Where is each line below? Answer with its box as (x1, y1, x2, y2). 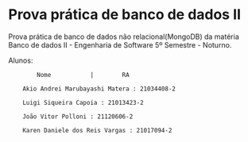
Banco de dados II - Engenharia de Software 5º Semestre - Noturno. (8, 40, 232, 49)
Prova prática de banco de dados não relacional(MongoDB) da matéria (8, 32, 240, 41)
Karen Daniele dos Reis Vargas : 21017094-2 (22, 126, 172, 134)
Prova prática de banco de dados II (8, 6, 241, 24)
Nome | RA (37, 71, 130, 79)
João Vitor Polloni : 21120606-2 (22, 113, 134, 121)
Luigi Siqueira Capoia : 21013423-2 (22, 98, 145, 106)
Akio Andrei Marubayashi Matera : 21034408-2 (22, 85, 176, 93)
